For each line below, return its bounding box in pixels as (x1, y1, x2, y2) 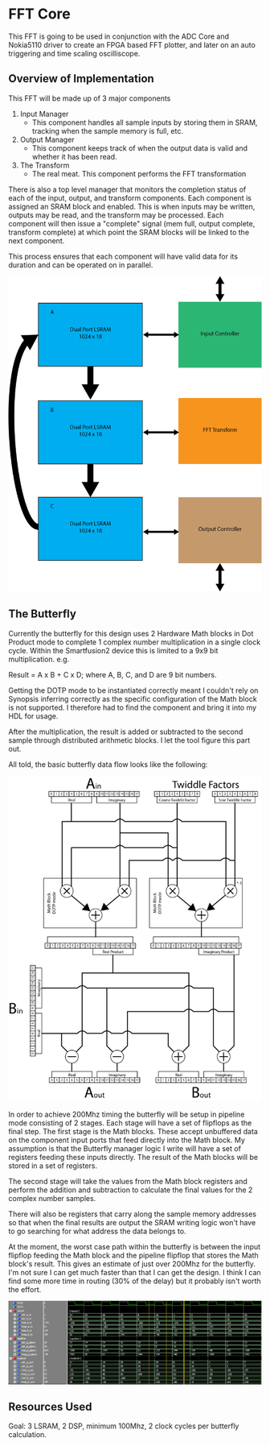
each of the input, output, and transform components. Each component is (8, 193, 252, 202)
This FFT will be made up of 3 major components (8, 93, 171, 103)
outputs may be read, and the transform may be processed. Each (8, 210, 224, 220)
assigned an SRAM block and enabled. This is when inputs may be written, (8, 201, 256, 211)
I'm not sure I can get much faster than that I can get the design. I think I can (8, 1267, 261, 1277)
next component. (8, 235, 65, 246)
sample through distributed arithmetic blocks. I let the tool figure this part (8, 735, 251, 745)
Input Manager (19, 109, 69, 118)
